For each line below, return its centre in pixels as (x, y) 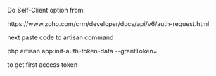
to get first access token (43, 65)
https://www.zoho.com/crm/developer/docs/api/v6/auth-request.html (108, 24)
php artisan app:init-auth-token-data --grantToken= (82, 51)
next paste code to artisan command (61, 37)
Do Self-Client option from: (46, 10)
